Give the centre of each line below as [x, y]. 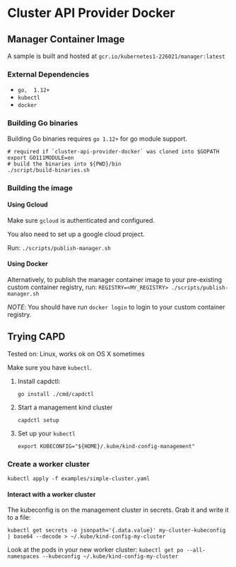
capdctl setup [38, 420]
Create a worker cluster [49, 464]
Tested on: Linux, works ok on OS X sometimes [76, 353]
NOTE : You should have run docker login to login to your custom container [116, 307]
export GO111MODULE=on [41, 158]
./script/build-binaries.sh [49, 170]
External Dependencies [48, 74]
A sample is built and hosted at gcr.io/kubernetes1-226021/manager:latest [116, 56]
